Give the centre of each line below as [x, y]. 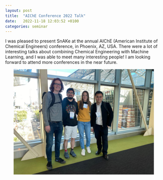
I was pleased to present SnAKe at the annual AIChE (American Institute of [81, 41]
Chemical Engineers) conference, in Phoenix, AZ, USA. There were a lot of [81, 46]
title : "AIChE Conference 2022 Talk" [45, 16]
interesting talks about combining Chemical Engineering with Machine [77, 52]
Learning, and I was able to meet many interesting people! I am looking [78, 57]
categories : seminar [27, 26]
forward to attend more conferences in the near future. [62, 62]
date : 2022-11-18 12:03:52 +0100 [42, 21]
